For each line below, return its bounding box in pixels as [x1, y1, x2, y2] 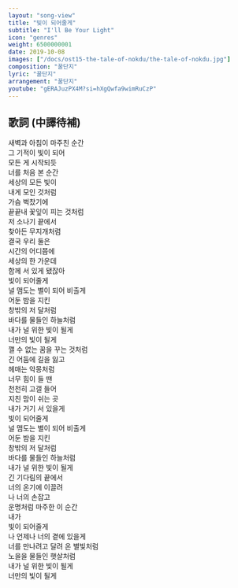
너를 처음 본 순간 [8, 168, 59, 177]
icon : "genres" [8, 33, 58, 42]
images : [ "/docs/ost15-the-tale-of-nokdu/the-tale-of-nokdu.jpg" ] [8, 56, 231, 64]
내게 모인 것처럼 [8, 187, 58, 197]
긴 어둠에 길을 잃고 [8, 355, 65, 364]
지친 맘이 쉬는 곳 [8, 394, 59, 404]
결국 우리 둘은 [8, 237, 51, 246]
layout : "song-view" [8, 11, 76, 20]
